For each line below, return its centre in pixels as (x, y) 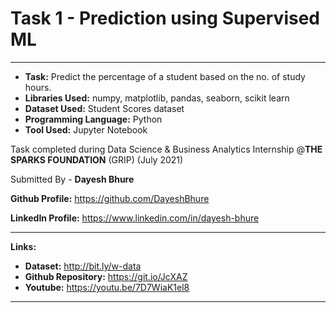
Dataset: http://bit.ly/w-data (83, 266)
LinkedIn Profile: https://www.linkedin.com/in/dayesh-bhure (135, 218)
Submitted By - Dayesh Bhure (72, 179)
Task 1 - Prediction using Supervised (165, 18)
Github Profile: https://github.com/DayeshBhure (110, 198)
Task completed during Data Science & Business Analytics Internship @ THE (166, 149)
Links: (23, 246)
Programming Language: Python (93, 119)
